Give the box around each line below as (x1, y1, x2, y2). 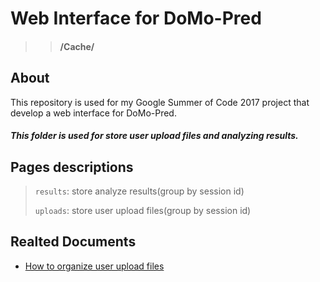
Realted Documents (10, 233, 137, 251)
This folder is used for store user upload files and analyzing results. (10, 130, 299, 142)
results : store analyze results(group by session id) (34, 185, 245, 197)
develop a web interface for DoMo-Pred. (10, 107, 177, 119)
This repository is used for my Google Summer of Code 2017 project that (10, 96, 310, 108)
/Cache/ (59, 40, 95, 52)
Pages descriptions (10, 158, 134, 176)
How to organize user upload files (24, 260, 165, 272)
